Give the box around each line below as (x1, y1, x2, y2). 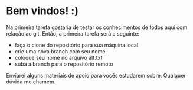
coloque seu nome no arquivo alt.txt (14, 54, 103, 61)
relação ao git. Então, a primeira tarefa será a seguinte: (6, 30, 140, 37)
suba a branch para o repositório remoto (14, 60, 113, 67)
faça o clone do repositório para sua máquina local (14, 41, 139, 49)
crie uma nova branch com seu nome (14, 47, 106, 54)
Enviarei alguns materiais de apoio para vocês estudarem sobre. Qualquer (6, 72, 186, 79)
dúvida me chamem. (6, 78, 56, 85)
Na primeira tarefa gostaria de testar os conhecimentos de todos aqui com (6, 24, 188, 31)
